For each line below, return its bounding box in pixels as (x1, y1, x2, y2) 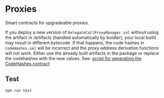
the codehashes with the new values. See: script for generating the (5, 55, 142, 61)
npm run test (5, 88, 32, 93)
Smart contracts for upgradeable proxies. (5, 20, 89, 26)
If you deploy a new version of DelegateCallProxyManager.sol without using (5, 29, 159, 35)
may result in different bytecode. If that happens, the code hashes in (5, 39, 145, 45)
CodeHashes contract (5, 61, 50, 66)
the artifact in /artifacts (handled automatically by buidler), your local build (5, 34, 156, 40)
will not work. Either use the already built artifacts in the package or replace (5, 50, 159, 56)
